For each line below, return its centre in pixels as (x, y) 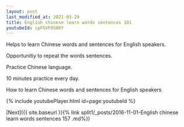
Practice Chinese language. (39, 67)
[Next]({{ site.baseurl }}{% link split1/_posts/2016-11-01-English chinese (92, 112)
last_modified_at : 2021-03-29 (43, 17)
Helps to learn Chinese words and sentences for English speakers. (86, 44)
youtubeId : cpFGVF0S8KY (35, 28)
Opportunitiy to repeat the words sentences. (59, 56)
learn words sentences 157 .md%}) (48, 119)
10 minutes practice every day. (43, 78)
